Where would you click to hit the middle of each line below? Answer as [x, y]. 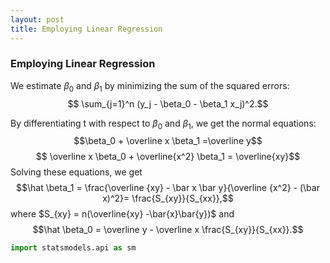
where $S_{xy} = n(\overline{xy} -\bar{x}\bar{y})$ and [122, 214]
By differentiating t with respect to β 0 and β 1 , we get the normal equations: [163, 124]
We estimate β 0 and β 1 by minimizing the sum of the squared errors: [150, 86]
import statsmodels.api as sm [73, 248]
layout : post [37, 19]
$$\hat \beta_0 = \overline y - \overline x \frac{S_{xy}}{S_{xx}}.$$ [168, 230]
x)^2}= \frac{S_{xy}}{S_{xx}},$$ [168, 198]
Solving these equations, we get [76, 172]
